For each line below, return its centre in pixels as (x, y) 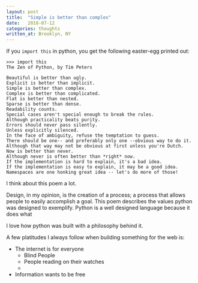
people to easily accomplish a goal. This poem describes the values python (99, 201)
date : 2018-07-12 (31, 23)
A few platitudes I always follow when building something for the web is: (95, 237)
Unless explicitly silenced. (43, 130)
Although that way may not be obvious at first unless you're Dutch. (95, 146)
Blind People (39, 255)
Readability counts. (32, 109)
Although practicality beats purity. (53, 120)
